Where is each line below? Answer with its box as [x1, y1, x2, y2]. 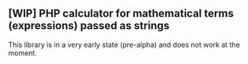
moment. [8, 48, 37, 58]
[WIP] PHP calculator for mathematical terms [8, 7, 235, 20]
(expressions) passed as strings [8, 20, 170, 33]
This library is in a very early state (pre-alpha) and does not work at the [8, 40, 241, 49]
